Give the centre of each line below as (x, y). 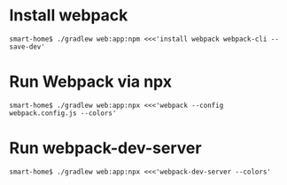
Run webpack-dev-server (105, 148)
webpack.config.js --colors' (63, 113)
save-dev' (27, 46)
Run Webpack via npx (91, 82)
